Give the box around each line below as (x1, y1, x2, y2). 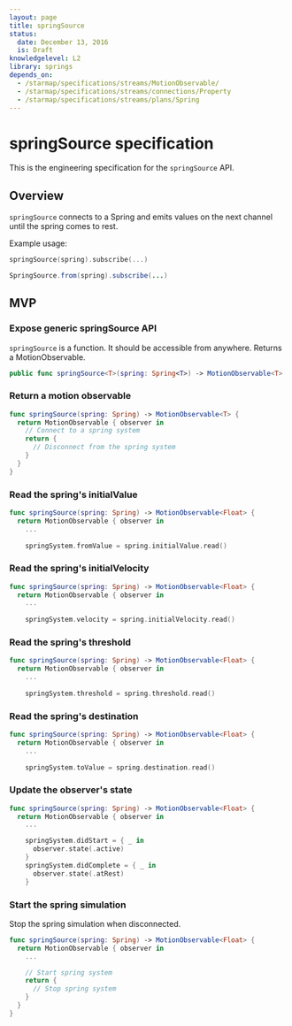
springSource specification (9, 134, 214, 153)
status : (9, 29, 38, 38)
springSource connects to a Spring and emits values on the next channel (9, 211, 273, 222)
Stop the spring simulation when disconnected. (9, 918, 181, 929)
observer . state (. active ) (32, 845, 125, 854)
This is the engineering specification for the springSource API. (9, 163, 234, 173)
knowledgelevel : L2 (9, 54, 81, 63)
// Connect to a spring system (25, 426, 141, 435)
